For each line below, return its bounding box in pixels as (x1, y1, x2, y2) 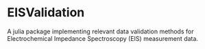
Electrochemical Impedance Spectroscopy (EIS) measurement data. (7, 34, 199, 42)
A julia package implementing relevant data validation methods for (7, 27, 194, 35)
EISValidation (7, 5, 85, 20)
